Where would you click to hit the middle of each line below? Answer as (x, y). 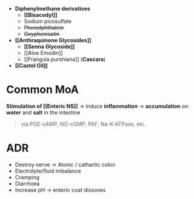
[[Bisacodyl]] (41, 15)
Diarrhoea (27, 184)
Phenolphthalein (44, 27)
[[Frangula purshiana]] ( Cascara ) (65, 59)
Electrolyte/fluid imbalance (48, 171)
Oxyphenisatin (42, 34)
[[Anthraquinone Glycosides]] (53, 40)
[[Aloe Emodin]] (43, 53)
